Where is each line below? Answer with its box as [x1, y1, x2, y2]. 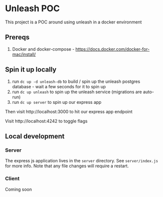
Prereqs [5, 33, 30, 41]
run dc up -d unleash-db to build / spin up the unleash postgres [12, 79, 141, 84]
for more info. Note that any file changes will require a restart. [5, 163, 129, 169]
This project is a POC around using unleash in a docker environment [5, 19, 142, 25]
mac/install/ [12, 51, 36, 57]
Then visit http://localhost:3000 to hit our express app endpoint [5, 108, 133, 115]
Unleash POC [5, 3, 60, 14]
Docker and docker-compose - [12, 46, 75, 52]
